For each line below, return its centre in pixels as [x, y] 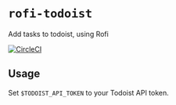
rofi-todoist [50, 14]
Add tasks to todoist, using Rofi [59, 34]
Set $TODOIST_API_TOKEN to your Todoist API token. [89, 92]
